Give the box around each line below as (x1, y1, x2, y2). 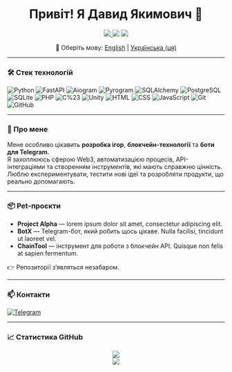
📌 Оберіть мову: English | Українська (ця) (55, 43, 177, 51)
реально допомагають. (7, 177, 76, 186)
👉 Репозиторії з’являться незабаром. (7, 263, 119, 271)
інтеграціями (7, 162, 46, 170)
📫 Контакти (7, 290, 50, 299)
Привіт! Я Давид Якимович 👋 (29, 6, 203, 22)
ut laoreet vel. (17, 234, 57, 242)
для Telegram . (7, 148, 50, 156)
